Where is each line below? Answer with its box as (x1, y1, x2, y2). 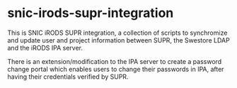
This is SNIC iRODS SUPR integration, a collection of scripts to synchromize (7, 28, 228, 37)
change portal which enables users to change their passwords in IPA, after (7, 65, 224, 73)
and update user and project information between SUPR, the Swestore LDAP (7, 35, 230, 44)
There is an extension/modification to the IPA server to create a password (7, 57, 222, 65)
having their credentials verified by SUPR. (7, 72, 129, 81)
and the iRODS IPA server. (7, 43, 83, 52)
